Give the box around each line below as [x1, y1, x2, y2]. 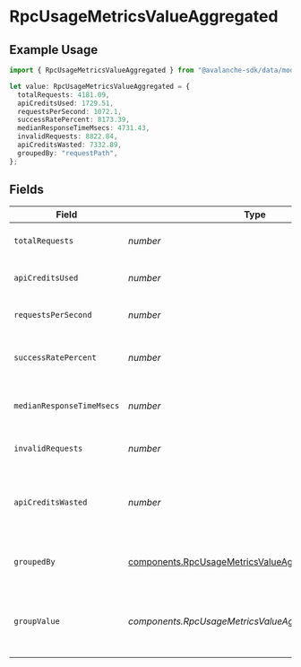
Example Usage [9, 42, 99, 57]
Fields [9, 182, 45, 197]
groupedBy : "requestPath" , [17, 148, 118, 158]
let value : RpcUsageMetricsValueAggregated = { [9, 82, 191, 91]
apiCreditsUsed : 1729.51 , [17, 99, 115, 108]
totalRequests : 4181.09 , [17, 90, 110, 100]
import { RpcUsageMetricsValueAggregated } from [9, 66, 194, 75]
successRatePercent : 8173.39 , [17, 115, 130, 125]
